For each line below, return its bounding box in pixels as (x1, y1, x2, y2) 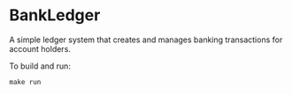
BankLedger (9, 5, 101, 25)
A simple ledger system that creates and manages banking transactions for (9, 34, 283, 45)
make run (9, 77, 42, 86)
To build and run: (9, 61, 71, 71)
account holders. (9, 43, 71, 54)
